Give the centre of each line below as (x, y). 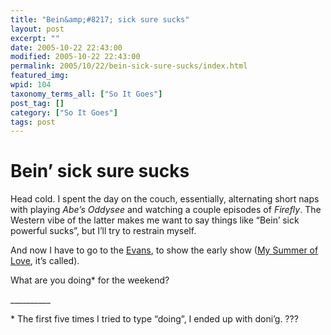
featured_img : (40, 76)
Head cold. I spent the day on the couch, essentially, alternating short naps (165, 199)
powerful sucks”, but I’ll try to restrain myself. (103, 231)
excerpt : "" (35, 38)
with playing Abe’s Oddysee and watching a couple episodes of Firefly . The (166, 210)
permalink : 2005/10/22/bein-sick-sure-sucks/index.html (129, 66)
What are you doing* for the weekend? (90, 280)
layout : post (37, 29)
